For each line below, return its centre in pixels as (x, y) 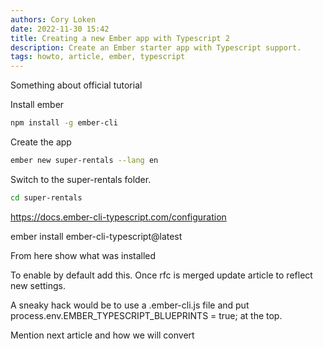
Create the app (41, 142)
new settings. (38, 285)
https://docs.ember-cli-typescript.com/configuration (118, 217)
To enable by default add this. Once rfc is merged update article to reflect (161, 275)
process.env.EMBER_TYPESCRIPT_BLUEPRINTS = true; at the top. (146, 315)
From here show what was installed (83, 255)
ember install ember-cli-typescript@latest (96, 236)
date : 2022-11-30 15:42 (60, 29)
